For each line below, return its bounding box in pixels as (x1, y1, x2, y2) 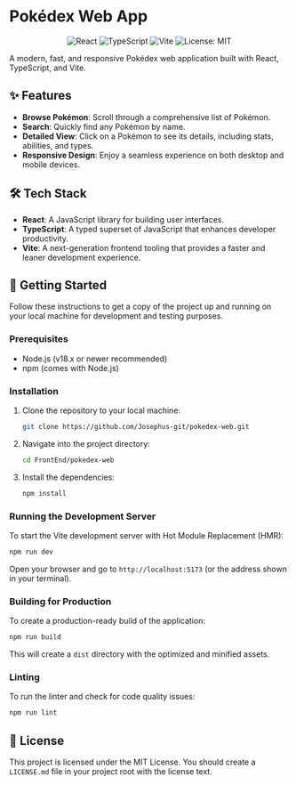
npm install (21, 489, 67, 498)
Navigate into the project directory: (21, 438, 151, 449)
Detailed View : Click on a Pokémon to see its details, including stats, (21, 131, 274, 142)
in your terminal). (9, 572, 72, 584)
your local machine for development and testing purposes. (9, 311, 224, 321)
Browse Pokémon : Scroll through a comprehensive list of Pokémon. (21, 111, 271, 122)
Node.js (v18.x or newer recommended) (21, 353, 168, 364)
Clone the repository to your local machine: (21, 405, 180, 416)
